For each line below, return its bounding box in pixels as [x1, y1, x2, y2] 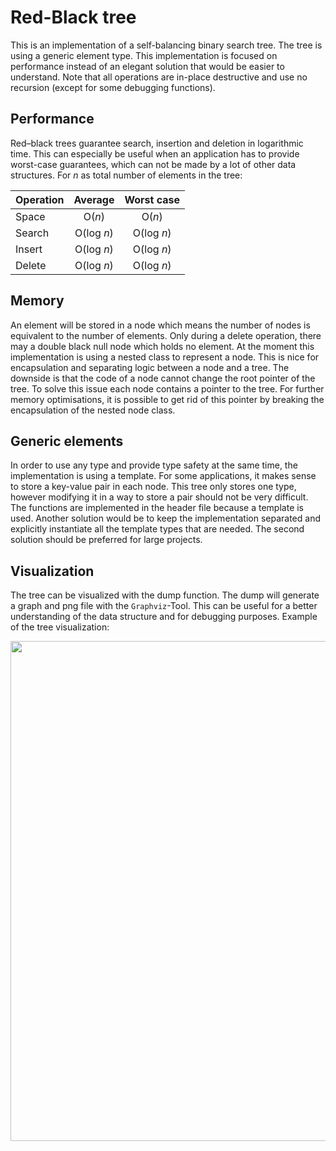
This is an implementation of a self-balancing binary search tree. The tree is [10, 39, 323, 51]
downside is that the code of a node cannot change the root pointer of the [10, 372, 316, 384]
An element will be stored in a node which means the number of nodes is [10, 319, 311, 331]
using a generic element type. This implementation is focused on [10, 49, 278, 61]
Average [73, 192, 115, 206]
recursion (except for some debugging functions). [10, 81, 216, 93]
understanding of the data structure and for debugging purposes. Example [10, 611, 318, 623]
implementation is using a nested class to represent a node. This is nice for [10, 351, 320, 363]
